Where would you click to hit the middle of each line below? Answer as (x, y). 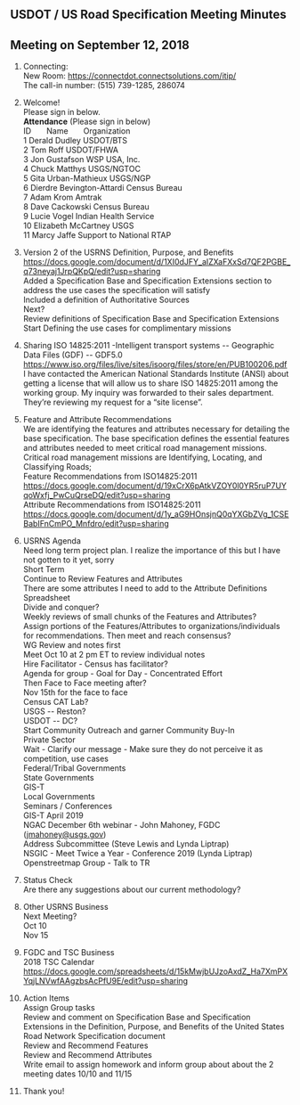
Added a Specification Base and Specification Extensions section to (147, 281)
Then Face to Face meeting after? (85, 683)
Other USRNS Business (66, 907)
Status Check (48, 880)
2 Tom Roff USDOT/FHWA (71, 150)
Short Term (44, 569)
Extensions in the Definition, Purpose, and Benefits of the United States (154, 1027)
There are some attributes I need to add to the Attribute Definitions (145, 588)
